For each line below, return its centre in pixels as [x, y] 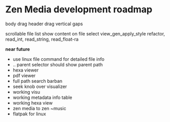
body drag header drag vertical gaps [44, 24]
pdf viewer [24, 75]
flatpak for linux [29, 114]
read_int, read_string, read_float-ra [42, 39]
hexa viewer [26, 70]
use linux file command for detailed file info [59, 59]
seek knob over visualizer [40, 86]
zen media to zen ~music [40, 108]
